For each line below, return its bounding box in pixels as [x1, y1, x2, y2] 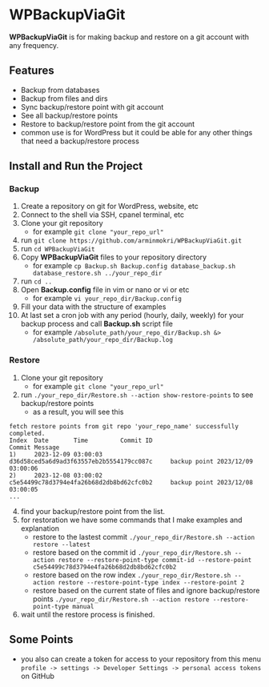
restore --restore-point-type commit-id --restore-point [58, 556, 252, 564]
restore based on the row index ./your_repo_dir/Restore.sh [32, 570, 231, 580]
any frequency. [9, 40, 59, 50]
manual [72, 602, 94, 610]
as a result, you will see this [32, 407, 124, 416]
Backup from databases [20, 85, 100, 94]
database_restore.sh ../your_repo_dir [32, 270, 163, 278]
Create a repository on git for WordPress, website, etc [20, 202, 199, 211]
